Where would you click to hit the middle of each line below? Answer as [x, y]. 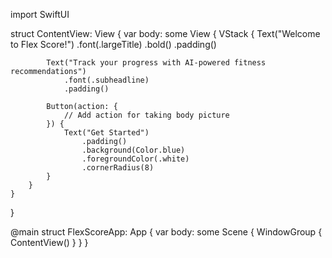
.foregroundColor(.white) [135, 159]
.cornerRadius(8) [118, 168]
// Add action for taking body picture [146, 115]
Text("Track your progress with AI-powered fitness [156, 63]
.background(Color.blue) [133, 150]
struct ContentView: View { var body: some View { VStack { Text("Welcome [165, 33]
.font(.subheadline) [106, 80]
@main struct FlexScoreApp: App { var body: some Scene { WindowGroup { [166, 232]
